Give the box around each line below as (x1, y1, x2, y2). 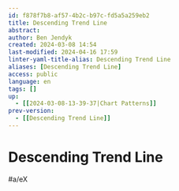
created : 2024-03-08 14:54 (8, 41, 97, 49)
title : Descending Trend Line (8, 19, 108, 27)
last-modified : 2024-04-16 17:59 (8, 48, 118, 56)
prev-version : (8, 107, 55, 115)
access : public (8, 70, 58, 78)
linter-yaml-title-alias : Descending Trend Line (8, 56, 171, 64)
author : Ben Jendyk (8, 33, 73, 42)
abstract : (8, 26, 41, 34)
